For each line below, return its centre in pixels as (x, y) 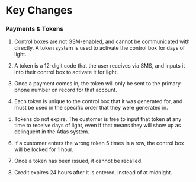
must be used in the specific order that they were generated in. (91, 108)
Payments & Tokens (34, 29)
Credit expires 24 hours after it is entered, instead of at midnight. (93, 173)
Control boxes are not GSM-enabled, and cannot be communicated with (102, 41)
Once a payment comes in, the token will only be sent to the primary (97, 84)
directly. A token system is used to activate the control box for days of (99, 48)
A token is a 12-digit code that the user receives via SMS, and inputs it (99, 66)
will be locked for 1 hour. (44, 149)
